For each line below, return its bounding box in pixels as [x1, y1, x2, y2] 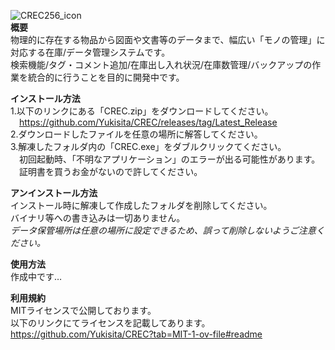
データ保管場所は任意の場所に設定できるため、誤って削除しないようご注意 [10, 225, 317, 236]
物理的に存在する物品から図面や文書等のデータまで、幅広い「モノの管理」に [10, 34, 326, 45]
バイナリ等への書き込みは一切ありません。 [10, 212, 186, 224]
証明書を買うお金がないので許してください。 [19, 166, 203, 177]
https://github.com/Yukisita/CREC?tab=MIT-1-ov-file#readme [10, 328, 263, 340]
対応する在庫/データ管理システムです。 [10, 46, 171, 58]
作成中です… [10, 271, 63, 282]
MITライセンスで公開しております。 [10, 305, 157, 316]
